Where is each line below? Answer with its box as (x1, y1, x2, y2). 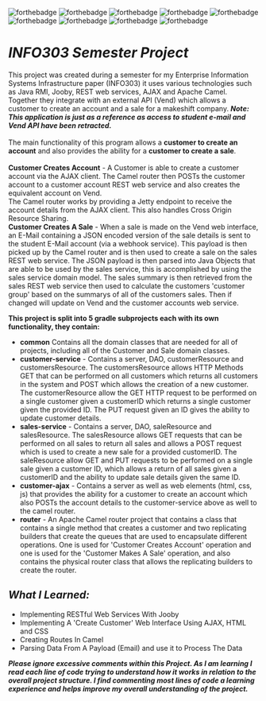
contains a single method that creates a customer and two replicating (19, 523, 247, 533)
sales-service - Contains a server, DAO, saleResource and (19, 421, 212, 431)
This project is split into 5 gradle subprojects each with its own (8, 313, 219, 323)
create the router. (19, 565, 77, 575)
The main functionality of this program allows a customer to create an (8, 137, 238, 147)
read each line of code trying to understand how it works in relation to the (8, 667, 256, 676)
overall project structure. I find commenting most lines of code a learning (8, 676, 256, 685)
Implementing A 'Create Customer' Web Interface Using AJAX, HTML (19, 618, 247, 627)
